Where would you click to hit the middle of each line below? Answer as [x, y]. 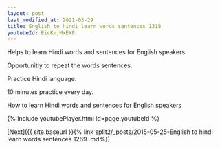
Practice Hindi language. [42, 79]
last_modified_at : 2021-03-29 [51, 20]
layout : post [26, 13]
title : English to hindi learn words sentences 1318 [84, 26]
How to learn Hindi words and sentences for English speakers [95, 105]
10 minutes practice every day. [51, 92]
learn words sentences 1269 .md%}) [59, 139]
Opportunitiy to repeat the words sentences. [70, 65]
